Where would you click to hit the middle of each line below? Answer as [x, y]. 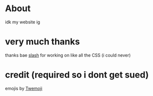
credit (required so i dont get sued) [77, 75]
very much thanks [43, 42]
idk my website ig [23, 22]
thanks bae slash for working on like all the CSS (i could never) [68, 55]
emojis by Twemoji [24, 88]
